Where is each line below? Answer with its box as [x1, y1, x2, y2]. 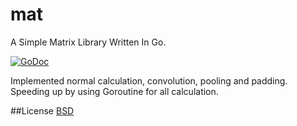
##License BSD [10, 104, 75, 117]
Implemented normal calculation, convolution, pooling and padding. [10, 74, 288, 87]
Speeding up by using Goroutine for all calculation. [10, 85, 219, 97]
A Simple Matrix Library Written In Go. [10, 36, 167, 48]
